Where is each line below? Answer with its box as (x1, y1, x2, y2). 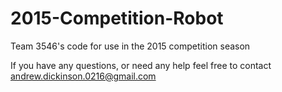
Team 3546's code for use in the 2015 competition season (10, 40, 251, 52)
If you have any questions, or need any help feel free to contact (10, 59, 272, 71)
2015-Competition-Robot (10, 7, 224, 30)
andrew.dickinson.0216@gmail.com (10, 70, 157, 82)
